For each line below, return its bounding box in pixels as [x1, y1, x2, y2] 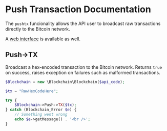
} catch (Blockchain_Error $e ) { [5, 107, 77, 113]
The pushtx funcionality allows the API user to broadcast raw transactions [5, 20, 161, 27]
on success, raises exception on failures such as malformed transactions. [5, 69, 160, 75]
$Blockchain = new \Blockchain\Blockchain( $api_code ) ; [5, 79, 125, 85]
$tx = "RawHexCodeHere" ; [5, 88, 58, 94]
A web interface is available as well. [5, 36, 81, 42]
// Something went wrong [14, 112, 68, 117]
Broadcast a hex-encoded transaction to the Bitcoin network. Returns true [5, 64, 162, 70]
